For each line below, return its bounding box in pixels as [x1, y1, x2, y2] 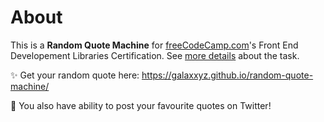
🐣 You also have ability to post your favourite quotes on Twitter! [10, 99, 272, 111]
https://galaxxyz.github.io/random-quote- [141, 69, 314, 81]
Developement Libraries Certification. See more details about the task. [10, 49, 300, 61]
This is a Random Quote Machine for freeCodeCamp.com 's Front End [10, 39, 299, 51]
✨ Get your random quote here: [10, 69, 140, 81]
